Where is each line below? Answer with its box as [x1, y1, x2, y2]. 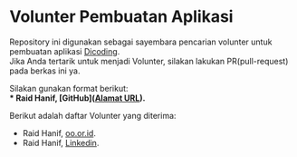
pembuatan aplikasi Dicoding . [9, 45, 120, 56]
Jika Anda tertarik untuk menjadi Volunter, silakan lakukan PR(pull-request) [9, 55, 289, 66]
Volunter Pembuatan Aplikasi [9, 6, 234, 27]
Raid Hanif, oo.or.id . [22, 127, 97, 138]
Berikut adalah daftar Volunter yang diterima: [9, 110, 177, 121]
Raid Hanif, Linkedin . [22, 137, 100, 148]
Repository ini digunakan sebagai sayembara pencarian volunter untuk [9, 36, 273, 47]
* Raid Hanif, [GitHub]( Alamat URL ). [9, 93, 146, 103]
